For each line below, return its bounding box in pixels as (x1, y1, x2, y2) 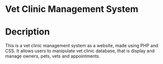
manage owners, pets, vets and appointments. (5, 53, 101, 59)
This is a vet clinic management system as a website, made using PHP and (5, 43, 159, 49)
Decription (5, 26, 50, 38)
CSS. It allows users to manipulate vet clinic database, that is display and (5, 48, 155, 54)
